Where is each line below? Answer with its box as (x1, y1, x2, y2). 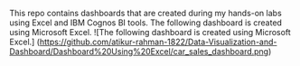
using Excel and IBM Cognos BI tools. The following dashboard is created (9, 17, 283, 28)
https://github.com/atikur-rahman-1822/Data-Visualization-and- (39, 36, 277, 47)
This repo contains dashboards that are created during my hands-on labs (9, 8, 282, 18)
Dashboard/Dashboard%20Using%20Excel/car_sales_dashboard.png (9, 46, 269, 57)
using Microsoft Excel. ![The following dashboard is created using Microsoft (9, 27, 291, 37)
